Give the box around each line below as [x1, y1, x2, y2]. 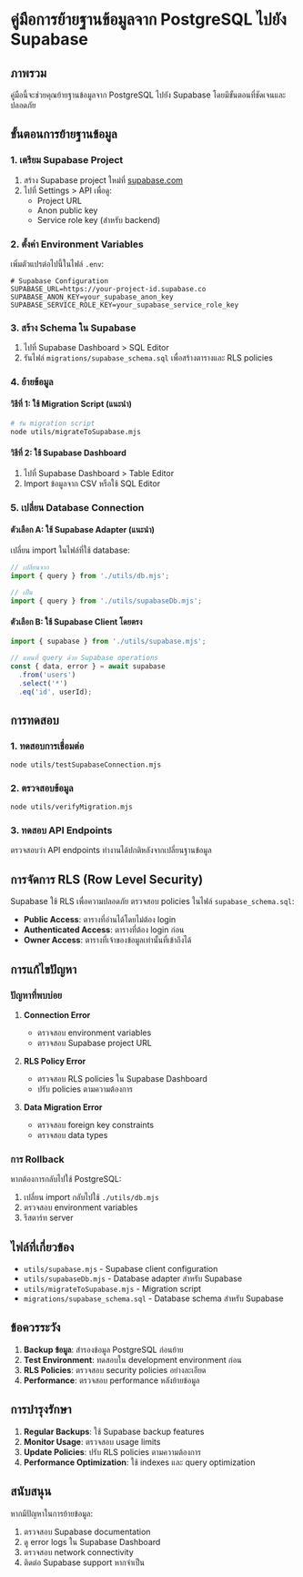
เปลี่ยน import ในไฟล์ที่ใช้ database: [10, 544, 131, 555]
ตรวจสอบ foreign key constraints [36, 1119, 155, 1130]
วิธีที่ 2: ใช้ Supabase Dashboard [10, 447, 126, 458]
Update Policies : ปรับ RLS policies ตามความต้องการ [23, 1446, 201, 1457]
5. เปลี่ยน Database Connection [10, 502, 145, 514]
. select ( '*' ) [18, 678, 68, 687]
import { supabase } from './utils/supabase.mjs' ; [10, 637, 207, 646]
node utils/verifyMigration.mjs [10, 802, 133, 812]
